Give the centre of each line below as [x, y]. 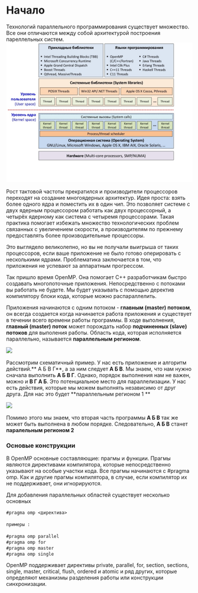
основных [19, 501]
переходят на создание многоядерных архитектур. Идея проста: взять [96, 197]
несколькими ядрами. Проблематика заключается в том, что [84, 259]
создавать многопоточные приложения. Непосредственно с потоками [95, 283]
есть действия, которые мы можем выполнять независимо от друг [91, 387]
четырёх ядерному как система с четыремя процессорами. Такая [90, 216]
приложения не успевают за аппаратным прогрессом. [75, 265]
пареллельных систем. [35, 39]
